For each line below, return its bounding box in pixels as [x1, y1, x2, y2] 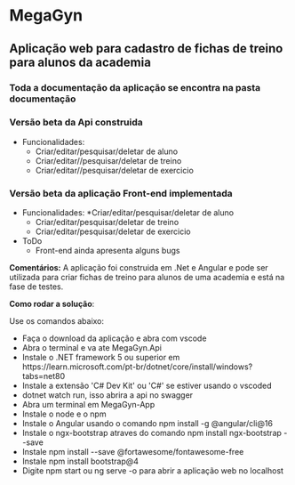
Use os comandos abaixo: [9, 316, 105, 327]
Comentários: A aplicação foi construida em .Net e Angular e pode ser [9, 263, 268, 273]
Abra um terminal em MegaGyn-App [21, 400, 155, 410]
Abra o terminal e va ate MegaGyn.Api [21, 343, 163, 353]
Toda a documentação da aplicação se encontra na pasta [9, 81, 260, 93]
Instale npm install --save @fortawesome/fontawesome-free [21, 447, 244, 457]
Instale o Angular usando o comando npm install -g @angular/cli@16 [21, 418, 274, 429]
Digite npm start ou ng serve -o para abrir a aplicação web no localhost [21, 465, 284, 476]
